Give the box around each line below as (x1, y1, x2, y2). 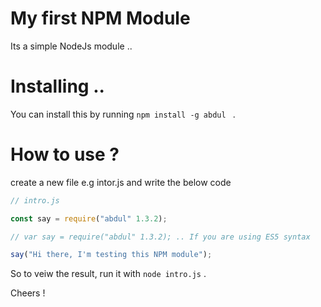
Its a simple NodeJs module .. (10, 40, 133, 52)
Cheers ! (10, 287, 46, 299)
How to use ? (10, 143, 120, 166)
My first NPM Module (10, 7, 191, 30)
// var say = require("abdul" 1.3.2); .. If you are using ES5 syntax (10, 232, 311, 242)
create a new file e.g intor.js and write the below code (10, 176, 232, 188)
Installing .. (10, 75, 105, 98)
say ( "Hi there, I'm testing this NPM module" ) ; (10, 250, 213, 260)
